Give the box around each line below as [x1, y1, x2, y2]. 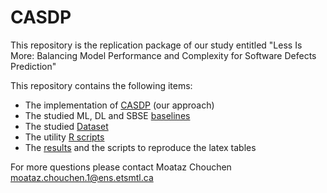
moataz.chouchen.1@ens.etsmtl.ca [10, 171, 154, 183]
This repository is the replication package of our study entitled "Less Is [10, 39, 303, 51]
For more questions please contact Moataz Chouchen [10, 161, 232, 173]
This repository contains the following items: [10, 79, 193, 91]
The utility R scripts [24, 131, 105, 143]
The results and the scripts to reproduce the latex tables [24, 141, 257, 153]
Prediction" [10, 60, 57, 72]
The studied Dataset [24, 120, 109, 132]
